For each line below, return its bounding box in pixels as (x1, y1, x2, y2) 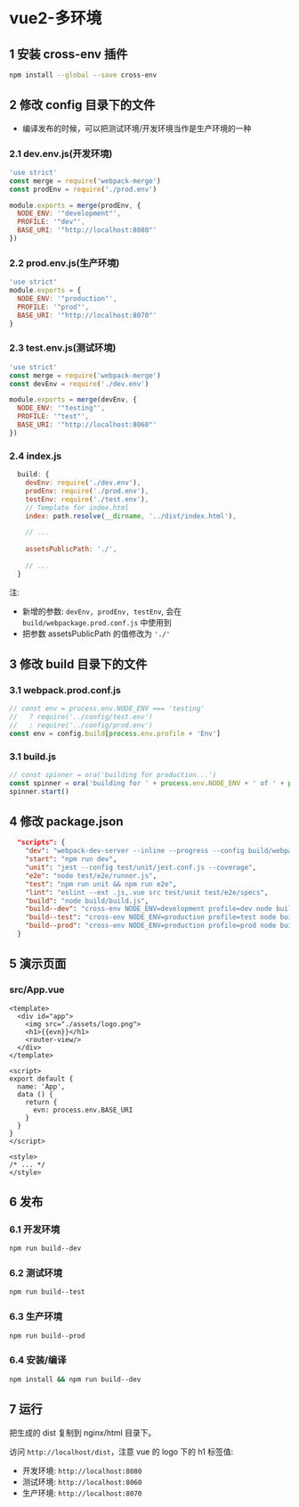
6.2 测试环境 (9, 1267, 63, 1279)
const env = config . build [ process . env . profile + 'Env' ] (9, 729, 221, 738)
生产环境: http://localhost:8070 (21, 1487, 142, 1498)
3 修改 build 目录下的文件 (9, 657, 148, 672)
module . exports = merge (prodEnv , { (9, 201, 141, 210)
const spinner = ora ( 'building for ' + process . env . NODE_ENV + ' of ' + (9, 778, 285, 788)
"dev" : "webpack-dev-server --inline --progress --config (25, 847, 245, 856)
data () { (17, 1089, 53, 1098)
